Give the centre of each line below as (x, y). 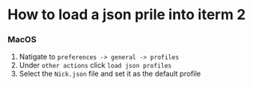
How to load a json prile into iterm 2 (127, 15)
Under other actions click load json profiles (95, 65)
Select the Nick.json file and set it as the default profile (110, 74)
